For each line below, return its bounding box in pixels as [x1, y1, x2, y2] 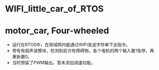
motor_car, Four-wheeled [5, 25, 109, 36]
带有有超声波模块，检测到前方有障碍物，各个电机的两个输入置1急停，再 [12, 48, 154, 54]
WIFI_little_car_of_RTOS [5, 3, 104, 14]
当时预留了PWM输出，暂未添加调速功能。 [12, 60, 95, 66]
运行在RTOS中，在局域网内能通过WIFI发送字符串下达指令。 [12, 42, 130, 47]
